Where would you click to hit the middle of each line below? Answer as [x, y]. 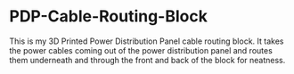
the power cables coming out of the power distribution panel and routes [141, 50]
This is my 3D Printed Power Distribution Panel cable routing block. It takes [147, 41]
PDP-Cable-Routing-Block [108, 16]
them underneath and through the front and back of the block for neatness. [147, 60]
